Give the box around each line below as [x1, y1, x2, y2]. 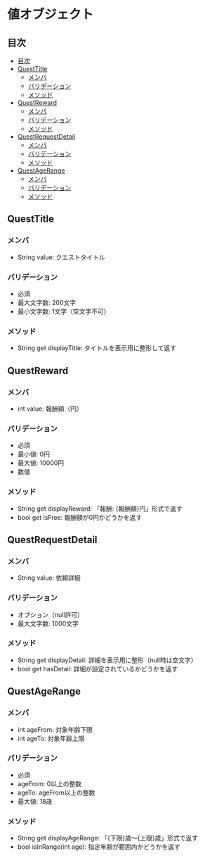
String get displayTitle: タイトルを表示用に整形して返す [17, 344, 177, 352]
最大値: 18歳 [17, 797, 53, 805]
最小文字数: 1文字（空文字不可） [17, 307, 110, 316]
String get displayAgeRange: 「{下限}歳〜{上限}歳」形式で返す [17, 834, 199, 843]
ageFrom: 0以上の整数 [17, 779, 82, 788]
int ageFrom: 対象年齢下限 [17, 725, 93, 733]
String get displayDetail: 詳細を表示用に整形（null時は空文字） [17, 656, 197, 664]
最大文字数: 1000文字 [17, 619, 79, 628]
